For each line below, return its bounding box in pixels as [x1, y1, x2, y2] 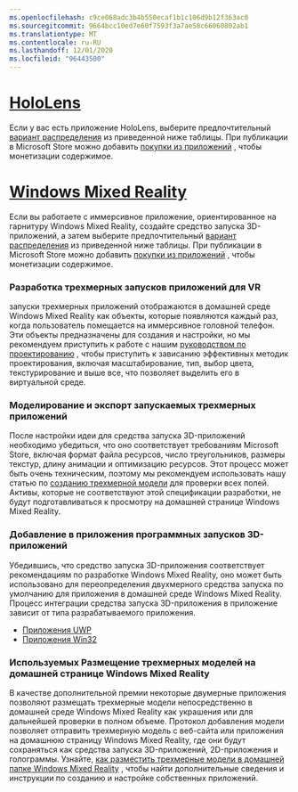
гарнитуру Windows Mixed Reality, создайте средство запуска [9, 220, 245, 232]
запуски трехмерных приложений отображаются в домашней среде [9, 301, 271, 312]
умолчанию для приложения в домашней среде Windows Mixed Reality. [9, 588, 282, 599]
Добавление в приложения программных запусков [9, 528, 246, 541]
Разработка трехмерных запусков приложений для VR [9, 281, 261, 293]
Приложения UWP [21, 625, 92, 635]
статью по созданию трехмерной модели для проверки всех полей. [9, 478, 270, 488]
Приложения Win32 [21, 633, 98, 644]
